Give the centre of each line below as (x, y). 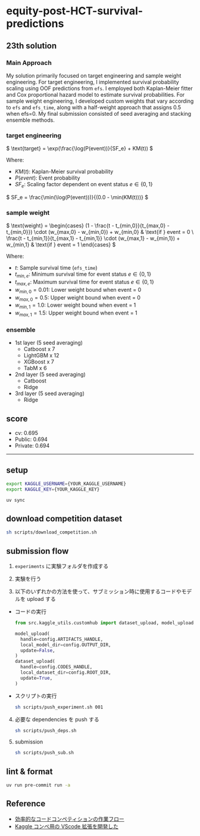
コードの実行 (30, 612)
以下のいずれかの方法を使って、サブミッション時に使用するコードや (98, 591)
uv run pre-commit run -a (38, 785)
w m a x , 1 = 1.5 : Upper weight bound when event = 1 (76, 314)
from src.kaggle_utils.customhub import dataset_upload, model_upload (104, 623)
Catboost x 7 (39, 349)
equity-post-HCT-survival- (75, 11)
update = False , (38, 650)
